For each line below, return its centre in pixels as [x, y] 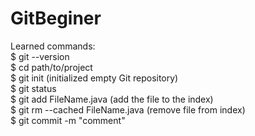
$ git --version [40, 56]
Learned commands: [53, 46]
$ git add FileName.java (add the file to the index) [112, 99]
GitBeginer [56, 18]
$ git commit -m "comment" [68, 120]
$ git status [33, 88]
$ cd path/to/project [51, 67]
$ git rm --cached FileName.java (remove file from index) [128, 109]
